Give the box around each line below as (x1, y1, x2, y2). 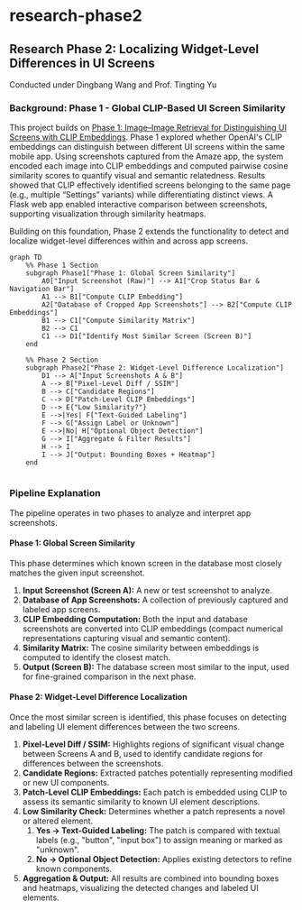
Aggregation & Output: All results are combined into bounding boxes (22, 873, 279, 884)
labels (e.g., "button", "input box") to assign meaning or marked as (35, 835, 283, 845)
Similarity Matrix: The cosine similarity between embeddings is (22, 642, 260, 653)
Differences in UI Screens (9, 55, 155, 70)
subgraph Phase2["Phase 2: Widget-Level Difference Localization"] (25, 363, 284, 372)
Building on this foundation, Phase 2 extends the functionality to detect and (9, 226, 289, 237)
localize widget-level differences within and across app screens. (9, 235, 249, 246)
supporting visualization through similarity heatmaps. (9, 208, 206, 219)
